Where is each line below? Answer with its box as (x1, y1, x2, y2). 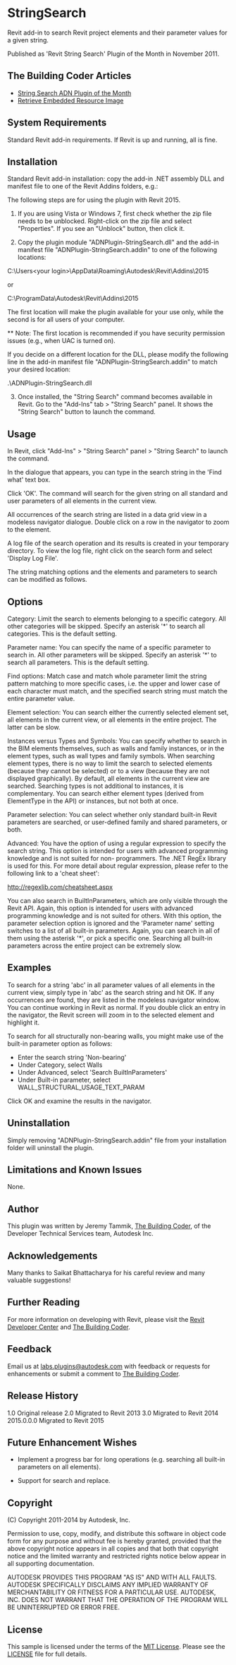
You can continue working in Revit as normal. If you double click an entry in (7, 1003, 226, 1011)
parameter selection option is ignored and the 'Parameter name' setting (7, 919, 215, 927)
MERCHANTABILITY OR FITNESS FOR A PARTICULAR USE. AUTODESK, (7, 1588, 216, 1597)
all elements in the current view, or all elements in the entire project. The (7, 715, 217, 724)
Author (7, 1202, 39, 1215)
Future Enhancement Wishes (7, 1436, 137, 1448)
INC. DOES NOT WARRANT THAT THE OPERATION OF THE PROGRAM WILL (7, 1596, 228, 1604)
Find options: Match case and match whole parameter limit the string (7, 672, 207, 680)
